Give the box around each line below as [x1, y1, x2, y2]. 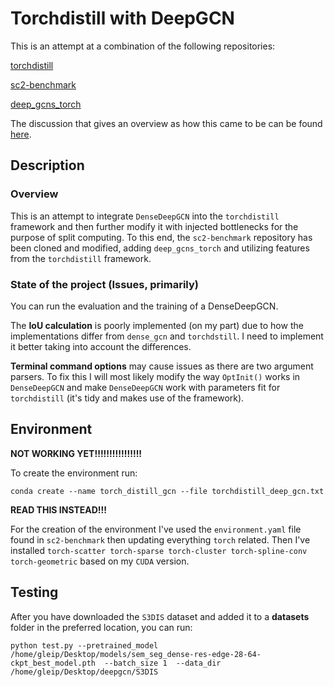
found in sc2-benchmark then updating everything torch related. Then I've [10, 533, 311, 546]
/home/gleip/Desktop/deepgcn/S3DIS [10, 667, 159, 677]
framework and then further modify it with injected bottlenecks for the [10, 220, 299, 232]
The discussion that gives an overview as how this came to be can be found [10, 117, 323, 129]
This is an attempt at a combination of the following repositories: [10, 40, 276, 52]
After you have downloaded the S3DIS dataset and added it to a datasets [10, 610, 310, 622]
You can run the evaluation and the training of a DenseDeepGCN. [10, 300, 279, 312]
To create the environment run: [10, 467, 138, 479]
